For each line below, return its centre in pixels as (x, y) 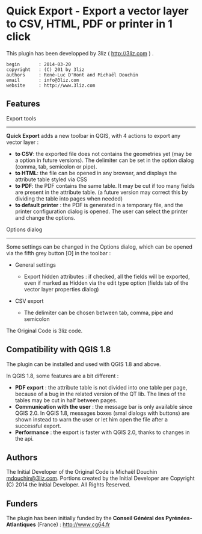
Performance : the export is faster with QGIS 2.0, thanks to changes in (103, 432)
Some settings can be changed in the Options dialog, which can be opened (99, 247)
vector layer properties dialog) (61, 289)
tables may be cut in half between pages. (66, 400)
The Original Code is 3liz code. (44, 331)
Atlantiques (21, 524)
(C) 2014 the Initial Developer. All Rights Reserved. (69, 485)
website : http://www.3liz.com (51, 85)
